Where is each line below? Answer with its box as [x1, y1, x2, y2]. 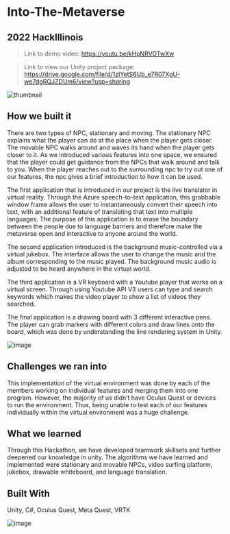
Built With [7, 487, 50, 499]
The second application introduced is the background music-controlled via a [7, 243, 223, 251]
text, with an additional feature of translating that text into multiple [7, 207, 193, 216]
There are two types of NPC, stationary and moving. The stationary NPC [7, 128, 211, 137]
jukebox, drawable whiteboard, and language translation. [7, 468, 168, 476]
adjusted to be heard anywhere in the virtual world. [7, 265, 151, 273]
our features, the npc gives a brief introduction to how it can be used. [7, 172, 203, 180]
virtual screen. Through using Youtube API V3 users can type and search [7, 285, 214, 293]
